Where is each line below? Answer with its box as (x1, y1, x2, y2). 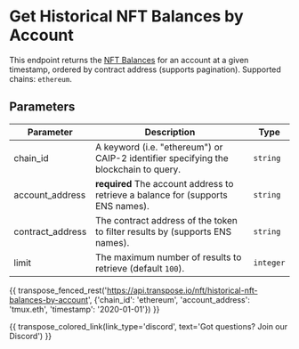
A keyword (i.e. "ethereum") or (94, 141, 223, 153)
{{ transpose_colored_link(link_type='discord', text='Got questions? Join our (9, 321, 288, 331)
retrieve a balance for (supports (94, 189, 229, 201)
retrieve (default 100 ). (94, 262, 185, 274)
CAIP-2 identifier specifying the (94, 151, 229, 164)
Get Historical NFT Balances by (9, 6, 244, 27)
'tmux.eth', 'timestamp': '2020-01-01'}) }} (9, 304, 160, 314)
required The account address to (94, 177, 234, 190)
